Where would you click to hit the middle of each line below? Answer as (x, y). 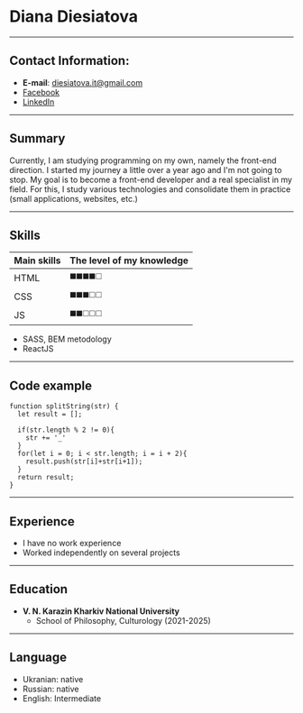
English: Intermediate (62, 698)
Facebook (41, 92)
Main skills (37, 261)
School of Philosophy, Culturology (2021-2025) (124, 620)
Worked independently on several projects (101, 553)
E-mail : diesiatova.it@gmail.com (83, 82)
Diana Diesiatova (73, 17)
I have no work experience (72, 543)
